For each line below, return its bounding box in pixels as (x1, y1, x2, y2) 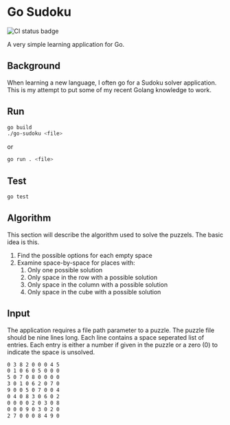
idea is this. (7, 238, 40, 246)
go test (7, 193, 30, 200)
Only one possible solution (27, 265, 103, 274)
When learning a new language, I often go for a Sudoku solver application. (7, 78, 217, 87)
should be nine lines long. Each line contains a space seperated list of (7, 333, 205, 341)
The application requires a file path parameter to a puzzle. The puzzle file (7, 326, 215, 334)
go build (7, 124, 32, 131)
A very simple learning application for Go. (7, 40, 125, 48)
